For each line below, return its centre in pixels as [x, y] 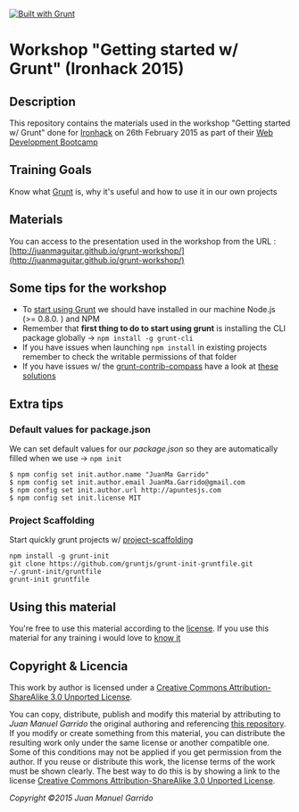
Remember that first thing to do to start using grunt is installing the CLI [154, 328]
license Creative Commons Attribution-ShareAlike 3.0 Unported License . [142, 781]
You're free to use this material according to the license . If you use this [139, 628]
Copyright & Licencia [69, 666]
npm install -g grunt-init [59, 556]
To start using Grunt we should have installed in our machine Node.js [149, 310]
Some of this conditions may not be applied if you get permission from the [145, 752]
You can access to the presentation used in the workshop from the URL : [143, 241]
